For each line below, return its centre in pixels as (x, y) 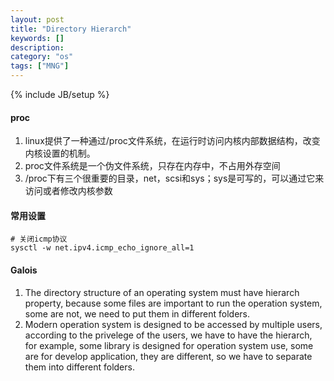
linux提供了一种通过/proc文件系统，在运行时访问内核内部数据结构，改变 (172, 141)
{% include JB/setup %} (60, 94)
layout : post (37, 19)
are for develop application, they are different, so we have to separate (168, 356)
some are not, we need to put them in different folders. (137, 313)
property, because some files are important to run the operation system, (173, 303)
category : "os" (42, 57)
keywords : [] (37, 38)
